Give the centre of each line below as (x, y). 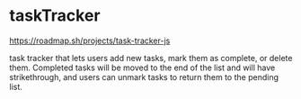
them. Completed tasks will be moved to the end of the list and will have (142, 67)
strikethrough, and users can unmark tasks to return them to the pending (144, 76)
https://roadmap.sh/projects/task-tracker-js (90, 40)
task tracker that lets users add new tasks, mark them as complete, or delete (151, 58)
